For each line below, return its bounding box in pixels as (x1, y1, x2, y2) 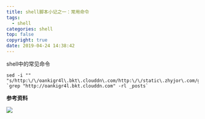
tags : (6, 15, 20, 21)
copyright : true (6, 37, 48, 43)
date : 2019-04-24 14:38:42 (6, 43, 75, 49)
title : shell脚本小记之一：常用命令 (6, 8, 90, 15)
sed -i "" (6, 72, 32, 78)
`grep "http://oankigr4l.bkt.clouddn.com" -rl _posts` (6, 83, 149, 89)
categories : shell (6, 25, 53, 32)
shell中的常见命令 (6, 60, 51, 67)
